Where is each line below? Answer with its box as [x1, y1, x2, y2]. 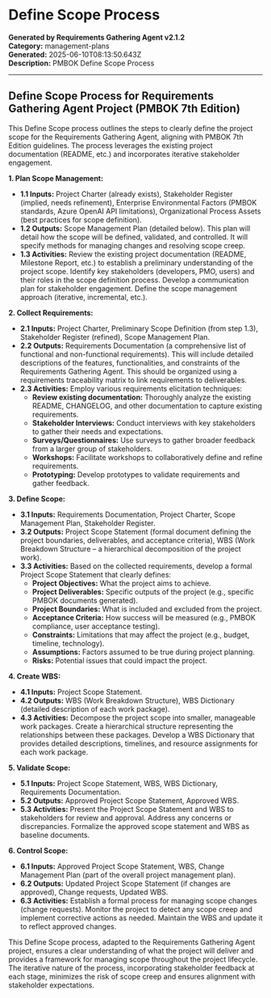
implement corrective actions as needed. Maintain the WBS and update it [19, 912, 263, 923]
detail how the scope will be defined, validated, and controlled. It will [19, 232, 248, 242]
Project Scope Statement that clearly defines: [19, 569, 172, 579]
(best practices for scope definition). [19, 214, 143, 224]
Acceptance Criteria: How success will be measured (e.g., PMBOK [31, 612, 256, 622]
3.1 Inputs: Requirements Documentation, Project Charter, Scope [19, 510, 236, 519]
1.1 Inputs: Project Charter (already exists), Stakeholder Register [19, 188, 233, 199]
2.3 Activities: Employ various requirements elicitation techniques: [19, 383, 243, 393]
